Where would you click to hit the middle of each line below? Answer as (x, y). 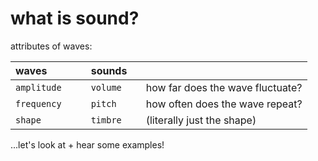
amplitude (38, 87)
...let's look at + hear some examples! (87, 144)
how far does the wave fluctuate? (224, 87)
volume (106, 87)
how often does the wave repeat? (224, 104)
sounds (109, 70)
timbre (106, 120)
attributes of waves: (51, 46)
